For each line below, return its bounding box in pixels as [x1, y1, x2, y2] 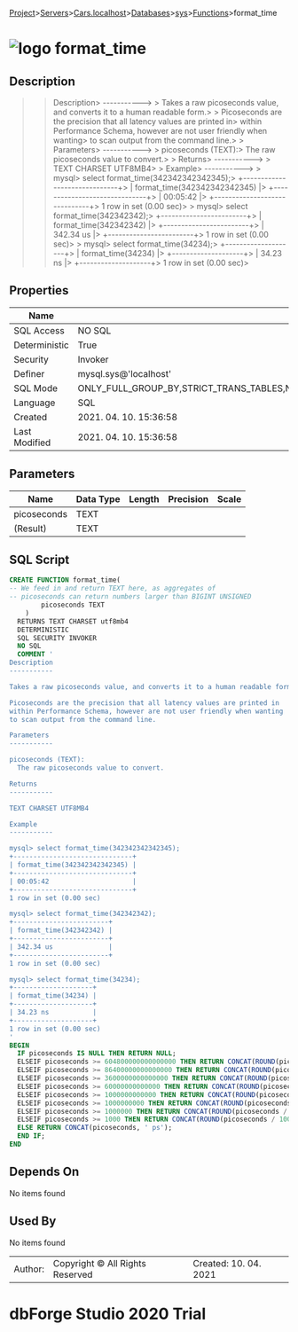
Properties [9, 283, 69, 298]
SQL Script [9, 552, 70, 568]
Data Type [75, 492, 121, 505]
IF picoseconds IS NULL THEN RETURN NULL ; [17, 1049, 176, 1058]
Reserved [52, 1268, 93, 1281]
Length [128, 492, 160, 505]
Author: [13, 1263, 45, 1275]
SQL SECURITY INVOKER [17, 633, 98, 642]
